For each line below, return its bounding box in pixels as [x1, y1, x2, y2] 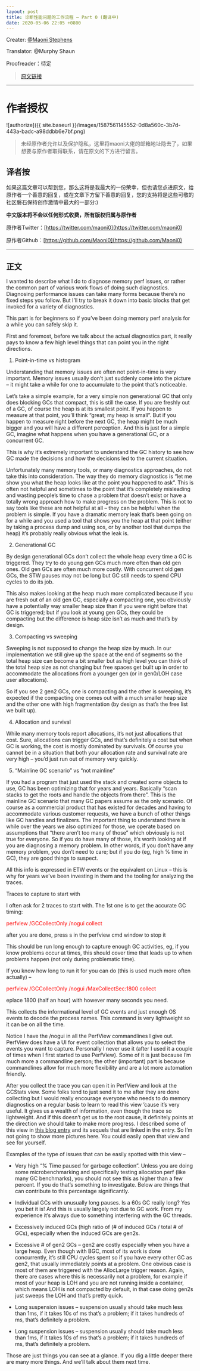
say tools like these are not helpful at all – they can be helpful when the [6, 504, 180, 511]
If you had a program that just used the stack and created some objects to [6, 778, 188, 785]
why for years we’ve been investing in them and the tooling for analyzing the [6, 872, 193, 879]
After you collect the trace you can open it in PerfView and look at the [6, 1082, 177, 1089]
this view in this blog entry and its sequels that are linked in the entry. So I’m [6, 1126, 192, 1134]
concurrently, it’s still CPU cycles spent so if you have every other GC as [14, 1253, 192, 1261]
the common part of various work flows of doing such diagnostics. [6, 284, 170, 291]
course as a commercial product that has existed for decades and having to [6, 804, 192, 811]
